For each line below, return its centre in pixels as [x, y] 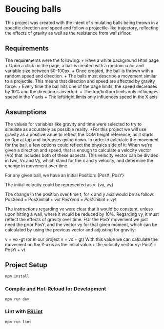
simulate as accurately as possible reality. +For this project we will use [76, 129]
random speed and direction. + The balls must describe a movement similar [81, 76]
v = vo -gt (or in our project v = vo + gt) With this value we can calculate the [81, 239]
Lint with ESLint [24, 311]
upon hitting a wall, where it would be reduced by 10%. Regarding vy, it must [82, 214]
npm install [17, 276]
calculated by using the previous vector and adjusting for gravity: [71, 229]
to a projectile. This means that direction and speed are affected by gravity [80, 81]
